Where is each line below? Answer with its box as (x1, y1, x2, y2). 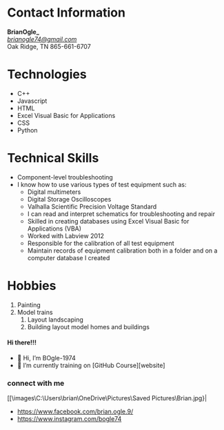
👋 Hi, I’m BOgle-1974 (17, 353, 76, 362)
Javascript (17, 97, 48, 105)
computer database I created (27, 253, 110, 262)
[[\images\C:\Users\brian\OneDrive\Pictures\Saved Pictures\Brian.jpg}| (7, 394, 207, 402)
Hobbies (7, 278, 57, 293)
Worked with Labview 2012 (27, 231, 105, 240)
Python (17, 126, 38, 134)
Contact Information (7, 5, 126, 21)
